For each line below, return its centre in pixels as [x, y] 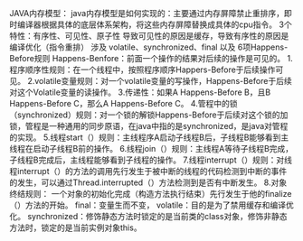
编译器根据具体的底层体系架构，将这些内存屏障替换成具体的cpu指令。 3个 [154, 24]
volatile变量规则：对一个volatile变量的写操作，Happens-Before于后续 [163, 81]
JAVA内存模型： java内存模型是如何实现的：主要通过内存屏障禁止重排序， [147, 13]
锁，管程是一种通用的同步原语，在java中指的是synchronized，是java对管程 [149, 126]
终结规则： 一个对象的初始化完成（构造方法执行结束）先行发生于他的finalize [151, 194]
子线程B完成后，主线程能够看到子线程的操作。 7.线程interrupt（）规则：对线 [151, 160]
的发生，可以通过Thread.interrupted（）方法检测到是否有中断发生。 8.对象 [148, 182]
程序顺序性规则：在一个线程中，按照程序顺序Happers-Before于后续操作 [142, 70]
